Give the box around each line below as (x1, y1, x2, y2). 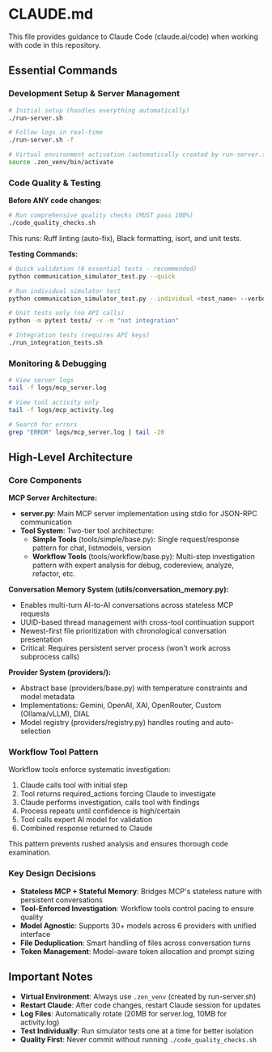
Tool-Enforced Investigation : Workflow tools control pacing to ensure (19, 903, 255, 913)
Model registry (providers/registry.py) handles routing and (19, 718, 215, 727)
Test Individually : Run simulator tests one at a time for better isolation (19, 1025, 253, 1036)
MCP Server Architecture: (8, 493, 98, 503)
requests (19, 609, 50, 619)
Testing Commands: (8, 248, 79, 259)
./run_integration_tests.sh (8, 339, 104, 347)
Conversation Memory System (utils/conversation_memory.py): (8, 584, 229, 595)
